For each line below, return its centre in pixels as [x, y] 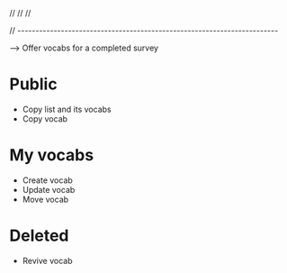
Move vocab [45, 199]
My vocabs [52, 155]
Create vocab [48, 180]
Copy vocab [45, 118]
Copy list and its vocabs [67, 109]
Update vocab [49, 189]
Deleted [39, 236]
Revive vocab [48, 260]
